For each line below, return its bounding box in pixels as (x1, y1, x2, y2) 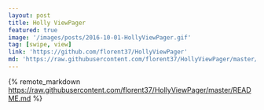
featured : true (8, 26, 58, 34)
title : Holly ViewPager (8, 19, 86, 27)
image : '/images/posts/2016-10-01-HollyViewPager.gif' (8, 33, 192, 42)
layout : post (8, 11, 51, 20)
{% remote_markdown (8, 76, 81, 86)
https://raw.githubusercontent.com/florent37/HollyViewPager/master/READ (8, 85, 251, 94)
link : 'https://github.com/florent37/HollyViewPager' (8, 48, 189, 56)
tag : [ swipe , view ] (8, 41, 72, 49)
